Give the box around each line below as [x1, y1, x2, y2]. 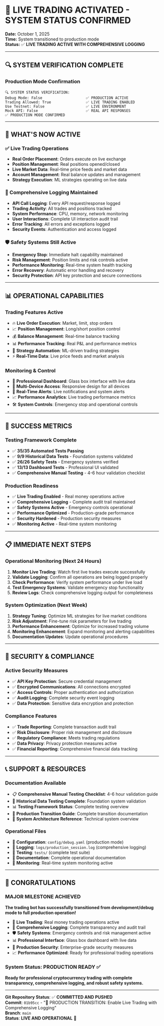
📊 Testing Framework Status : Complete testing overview [12, 803, 129, 809]
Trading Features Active [5, 309, 63, 316]
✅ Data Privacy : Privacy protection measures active [12, 740, 117, 746]
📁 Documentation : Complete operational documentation [12, 854, 126, 860]
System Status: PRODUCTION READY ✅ [5, 963, 101, 970]
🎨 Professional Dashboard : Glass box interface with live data [12, 378, 136, 384]
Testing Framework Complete [5, 437, 77, 444]
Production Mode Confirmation [5, 78, 81, 85]
